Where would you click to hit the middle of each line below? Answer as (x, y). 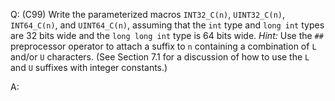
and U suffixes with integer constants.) (89, 67)
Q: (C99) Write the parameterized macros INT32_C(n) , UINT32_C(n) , (148, 14)
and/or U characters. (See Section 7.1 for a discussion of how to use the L (160, 57)
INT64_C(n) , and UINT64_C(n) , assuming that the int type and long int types (167, 25)
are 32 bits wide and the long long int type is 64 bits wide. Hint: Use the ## (167, 35)
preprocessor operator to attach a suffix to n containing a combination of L (163, 46)
